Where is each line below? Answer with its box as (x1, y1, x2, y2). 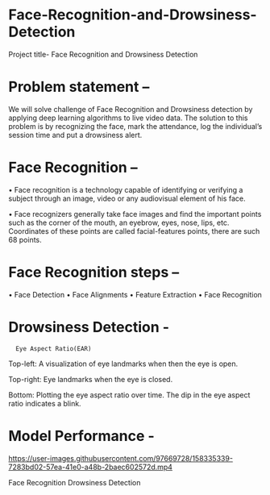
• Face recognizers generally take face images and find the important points (8, 209, 262, 218)
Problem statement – (8, 78, 150, 96)
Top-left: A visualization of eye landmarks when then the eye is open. (8, 359, 239, 368)
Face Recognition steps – (8, 264, 180, 281)
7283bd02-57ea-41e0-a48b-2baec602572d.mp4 (8, 462, 173, 472)
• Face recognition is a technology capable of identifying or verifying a (8, 185, 243, 194)
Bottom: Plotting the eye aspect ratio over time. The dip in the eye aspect (8, 389, 251, 400)
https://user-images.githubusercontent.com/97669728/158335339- (8, 453, 234, 463)
